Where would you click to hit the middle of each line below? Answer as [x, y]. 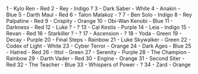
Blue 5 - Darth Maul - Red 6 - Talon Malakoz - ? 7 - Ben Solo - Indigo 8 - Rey [99, 15]
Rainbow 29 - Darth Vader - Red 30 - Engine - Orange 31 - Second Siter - [95, 58]
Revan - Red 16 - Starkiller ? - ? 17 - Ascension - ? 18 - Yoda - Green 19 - [94, 33]
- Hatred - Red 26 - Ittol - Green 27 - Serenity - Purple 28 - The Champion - [98, 52]
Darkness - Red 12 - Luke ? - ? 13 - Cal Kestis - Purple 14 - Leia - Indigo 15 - [98, 27]
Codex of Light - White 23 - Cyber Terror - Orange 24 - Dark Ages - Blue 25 [99, 46]
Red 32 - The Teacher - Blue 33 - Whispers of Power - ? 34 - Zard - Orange [98, 65]
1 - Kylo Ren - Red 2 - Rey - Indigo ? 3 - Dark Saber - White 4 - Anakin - [93, 9]
